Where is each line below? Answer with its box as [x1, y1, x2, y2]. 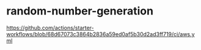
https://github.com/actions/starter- [6, 24, 95, 31]
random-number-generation [6, 4, 154, 18]
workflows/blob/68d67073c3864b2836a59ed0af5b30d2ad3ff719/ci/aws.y [6, 30, 195, 37]
